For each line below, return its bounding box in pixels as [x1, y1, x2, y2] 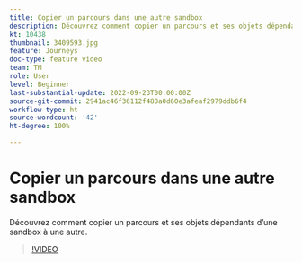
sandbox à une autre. [9, 226, 88, 237]
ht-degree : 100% [9, 122, 70, 131]
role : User [9, 72, 50, 81]
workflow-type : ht [9, 105, 78, 114]
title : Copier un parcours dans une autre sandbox [9, 13, 203, 22]
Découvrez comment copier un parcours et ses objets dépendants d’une [9, 216, 278, 227]
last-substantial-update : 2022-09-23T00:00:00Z [9, 88, 191, 97]
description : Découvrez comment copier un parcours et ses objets [9, 22, 263, 31]
